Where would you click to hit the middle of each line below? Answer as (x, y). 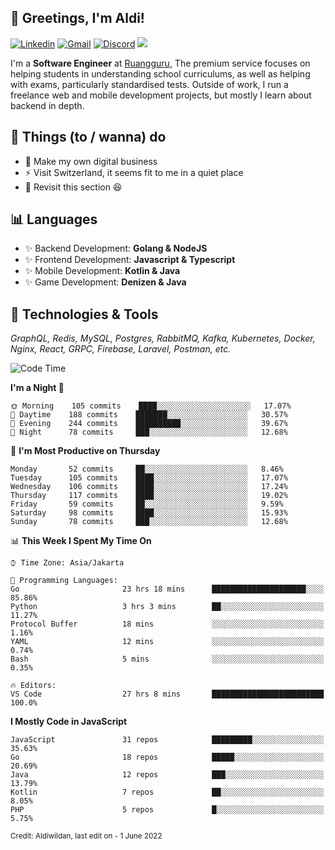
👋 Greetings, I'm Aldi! (77, 18)
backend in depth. (47, 105)
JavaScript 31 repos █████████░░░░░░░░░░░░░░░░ (167, 740)
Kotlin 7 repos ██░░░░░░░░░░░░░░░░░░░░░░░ (167, 792)
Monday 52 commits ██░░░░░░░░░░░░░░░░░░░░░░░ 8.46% (147, 469)
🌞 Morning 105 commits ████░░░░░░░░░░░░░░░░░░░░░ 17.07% (151, 406)
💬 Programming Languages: (64, 581)
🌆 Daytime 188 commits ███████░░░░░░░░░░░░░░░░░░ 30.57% (149, 415)
